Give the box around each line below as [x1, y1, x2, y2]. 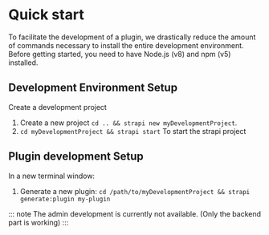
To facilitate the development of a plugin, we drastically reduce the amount [8, 32, 256, 42]
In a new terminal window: [8, 171, 95, 180]
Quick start [8, 6, 84, 24]
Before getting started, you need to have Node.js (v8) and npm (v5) [8, 49, 231, 59]
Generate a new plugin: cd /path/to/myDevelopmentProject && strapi [19, 186, 251, 196]
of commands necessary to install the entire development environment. [8, 40, 244, 50]
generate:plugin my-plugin [19, 195, 111, 203]
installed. [8, 58, 39, 67]
